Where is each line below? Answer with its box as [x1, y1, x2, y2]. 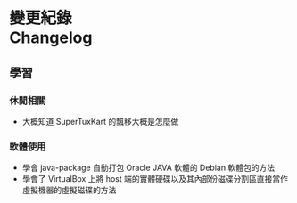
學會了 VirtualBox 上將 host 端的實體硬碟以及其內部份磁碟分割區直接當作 [21, 174, 288, 184]
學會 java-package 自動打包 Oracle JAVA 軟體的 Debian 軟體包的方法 [21, 162, 275, 174]
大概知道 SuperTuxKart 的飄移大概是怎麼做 [21, 116, 179, 126]
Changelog [9, 28, 93, 48]
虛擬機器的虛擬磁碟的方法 [21, 184, 117, 196]
